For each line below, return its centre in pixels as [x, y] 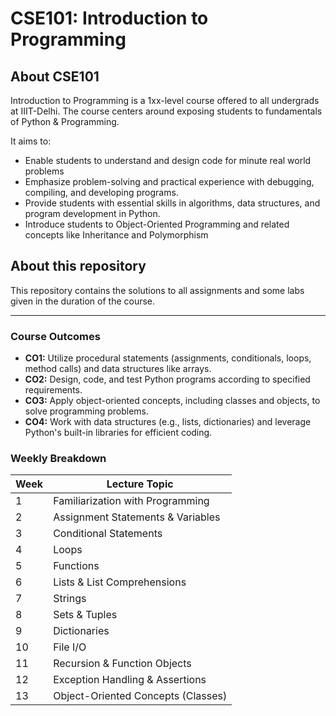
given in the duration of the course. [83, 301]
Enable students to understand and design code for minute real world [168, 160]
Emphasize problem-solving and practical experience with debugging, [169, 181]
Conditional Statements [108, 534]
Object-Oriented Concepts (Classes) [140, 696]
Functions [76, 566]
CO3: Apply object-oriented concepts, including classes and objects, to [172, 401]
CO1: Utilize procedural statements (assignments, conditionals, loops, [168, 358]
